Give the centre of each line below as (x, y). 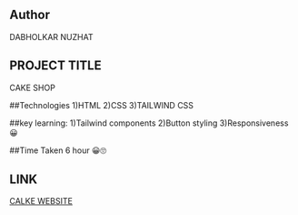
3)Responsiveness (254, 123)
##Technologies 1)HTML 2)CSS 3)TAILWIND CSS (101, 105)
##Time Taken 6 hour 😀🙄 (58, 150)
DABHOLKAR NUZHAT (51, 36)
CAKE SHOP (33, 87)
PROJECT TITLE (55, 66)
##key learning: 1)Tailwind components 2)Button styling (114, 123)
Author (30, 15)
